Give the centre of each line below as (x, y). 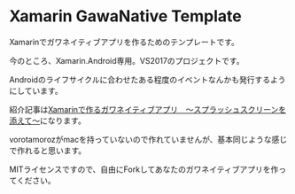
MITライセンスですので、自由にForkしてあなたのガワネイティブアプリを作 (144, 169)
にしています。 (36, 90)
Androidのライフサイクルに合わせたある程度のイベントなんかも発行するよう (147, 79)
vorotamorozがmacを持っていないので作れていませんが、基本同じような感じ (148, 139)
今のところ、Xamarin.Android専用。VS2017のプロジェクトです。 (127, 60)
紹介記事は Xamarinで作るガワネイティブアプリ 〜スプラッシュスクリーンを (147, 109)
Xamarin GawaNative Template (125, 16)
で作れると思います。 (48, 150)
